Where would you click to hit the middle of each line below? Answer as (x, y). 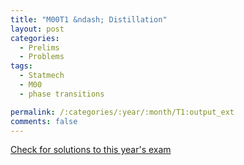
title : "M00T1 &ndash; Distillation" (89, 19)
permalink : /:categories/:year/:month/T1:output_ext (122, 112)
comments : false (44, 121)
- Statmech (42, 76)
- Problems (42, 57)
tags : (21, 66)
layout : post (37, 29)
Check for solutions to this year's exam (91, 150)
